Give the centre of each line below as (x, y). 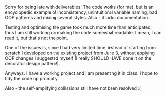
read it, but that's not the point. (37, 38)
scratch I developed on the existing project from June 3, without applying (80, 53)
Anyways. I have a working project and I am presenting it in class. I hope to (82, 73)
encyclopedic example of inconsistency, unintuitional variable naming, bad (81, 12)
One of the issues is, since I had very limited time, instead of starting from (81, 48)
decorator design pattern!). (33, 63)
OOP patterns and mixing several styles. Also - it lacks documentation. (77, 18)
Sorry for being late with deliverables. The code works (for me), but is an (79, 7)
